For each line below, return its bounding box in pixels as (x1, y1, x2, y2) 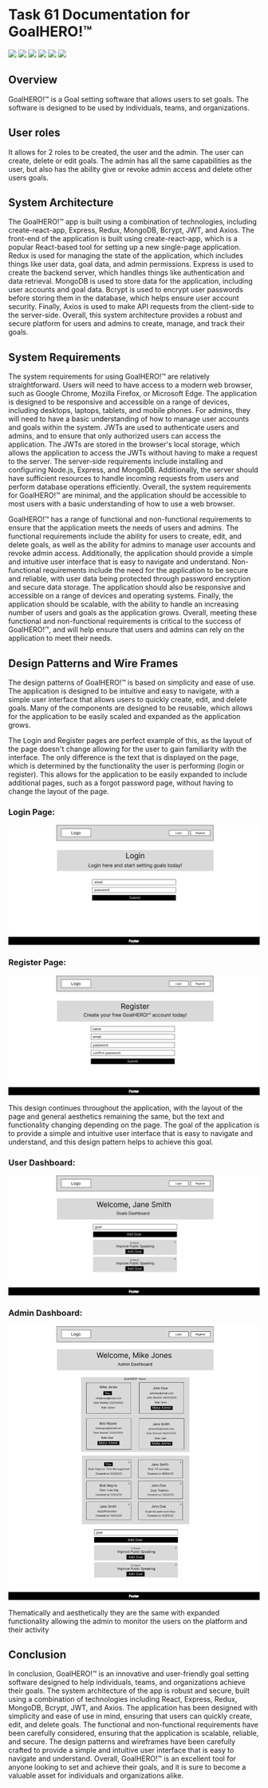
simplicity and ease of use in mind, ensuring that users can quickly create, (8, 1711, 253, 1721)
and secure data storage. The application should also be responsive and (8, 582, 246, 592)
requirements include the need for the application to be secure (42, 566, 249, 575)
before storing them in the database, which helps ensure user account (8, 293, 239, 303)
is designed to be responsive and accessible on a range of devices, (8, 397, 230, 407)
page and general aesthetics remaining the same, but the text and (8, 1112, 225, 1121)
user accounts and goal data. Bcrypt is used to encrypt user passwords (8, 285, 243, 295)
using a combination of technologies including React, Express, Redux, (8, 1695, 238, 1704)
